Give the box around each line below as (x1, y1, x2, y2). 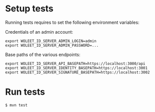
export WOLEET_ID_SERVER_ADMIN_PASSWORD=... (5, 43, 99, 48)
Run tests (5, 86, 45, 98)
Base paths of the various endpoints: (5, 52, 80, 57)
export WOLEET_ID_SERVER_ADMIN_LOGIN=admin (5, 38, 97, 44)
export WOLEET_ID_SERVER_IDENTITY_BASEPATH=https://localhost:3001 (5, 65, 148, 70)
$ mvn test (5, 103, 28, 108)
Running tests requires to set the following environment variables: (5, 19, 140, 25)
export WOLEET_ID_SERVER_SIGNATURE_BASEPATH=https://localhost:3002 (5, 70, 150, 75)
